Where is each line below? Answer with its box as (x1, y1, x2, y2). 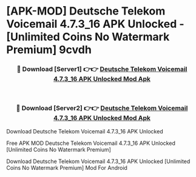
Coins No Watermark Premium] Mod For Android (6, 164, 127, 171)
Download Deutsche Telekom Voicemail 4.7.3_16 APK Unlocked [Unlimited (6, 158, 191, 165)
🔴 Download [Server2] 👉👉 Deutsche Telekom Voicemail (16, 104, 188, 113)
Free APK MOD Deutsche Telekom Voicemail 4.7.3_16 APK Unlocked (6, 139, 176, 147)
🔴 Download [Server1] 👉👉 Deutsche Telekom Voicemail (16, 65, 188, 73)
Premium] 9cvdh (6, 43, 92, 57)
